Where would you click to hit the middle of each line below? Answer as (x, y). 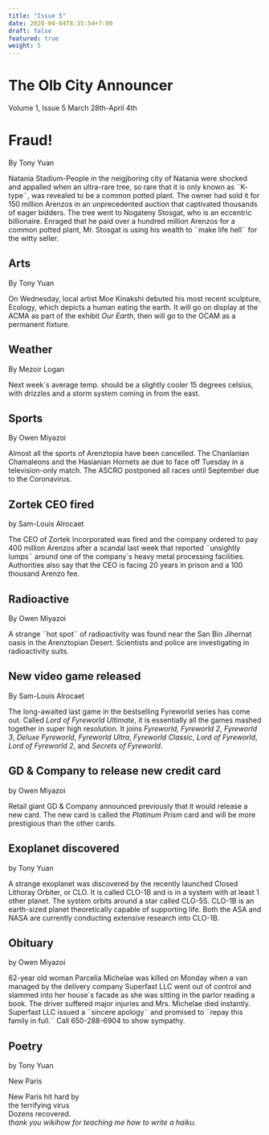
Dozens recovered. (40, 1114)
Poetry (26, 1046)
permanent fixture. (39, 324)
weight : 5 (25, 46)
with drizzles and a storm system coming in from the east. (104, 393)
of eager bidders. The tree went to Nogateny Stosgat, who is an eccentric (130, 213)
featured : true (34, 38)
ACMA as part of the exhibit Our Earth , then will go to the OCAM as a (122, 316)
